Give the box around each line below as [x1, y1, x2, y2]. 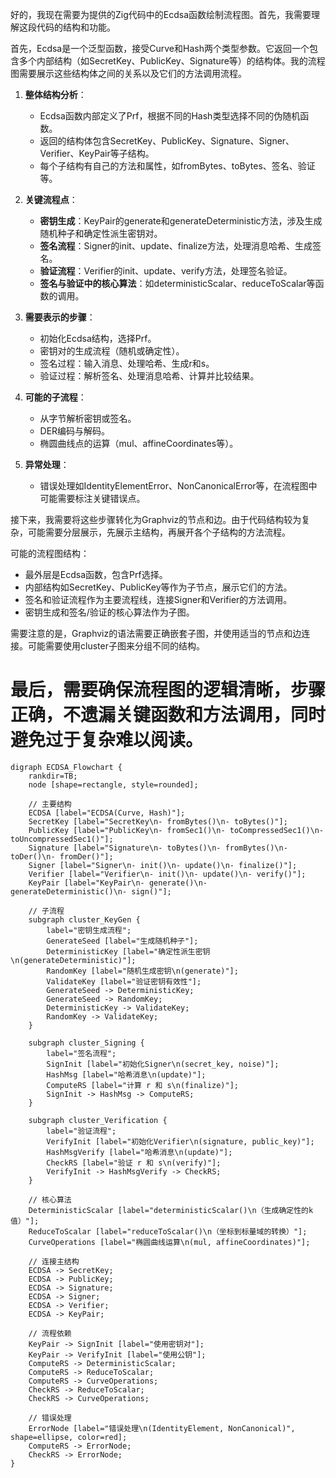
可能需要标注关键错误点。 [39, 493, 146, 504]
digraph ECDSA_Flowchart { [10, 762, 123, 772]
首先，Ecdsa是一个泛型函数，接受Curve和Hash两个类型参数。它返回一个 [10, 43, 310, 54]
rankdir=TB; [28, 771, 78, 781]
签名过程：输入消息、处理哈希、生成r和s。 [39, 358, 215, 369]
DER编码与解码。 [39, 425, 111, 437]
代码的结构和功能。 [36, 21, 116, 33]
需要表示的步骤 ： [24, 311, 96, 323]
